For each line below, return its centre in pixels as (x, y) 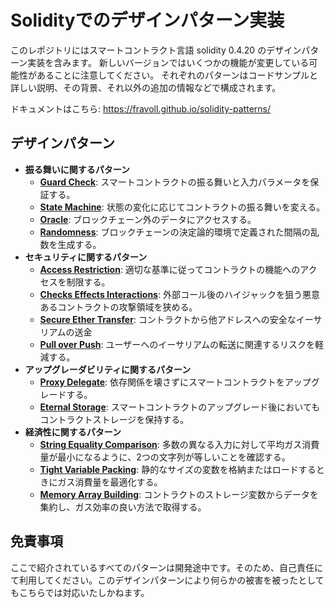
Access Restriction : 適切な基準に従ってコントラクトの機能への (170, 269)
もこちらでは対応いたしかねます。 (80, 592)
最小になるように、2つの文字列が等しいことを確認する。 (174, 457)
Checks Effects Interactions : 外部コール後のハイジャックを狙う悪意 (179, 294)
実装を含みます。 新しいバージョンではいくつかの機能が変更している (168, 62)
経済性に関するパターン (73, 432)
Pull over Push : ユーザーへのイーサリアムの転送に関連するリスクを (177, 344)
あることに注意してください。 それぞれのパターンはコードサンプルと (177, 75)
